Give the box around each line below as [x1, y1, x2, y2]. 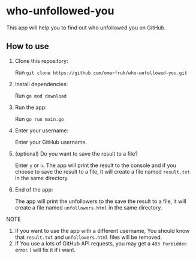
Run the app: [14, 104, 47, 111]
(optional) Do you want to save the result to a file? [14, 150, 138, 157]
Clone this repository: [14, 57, 68, 64]
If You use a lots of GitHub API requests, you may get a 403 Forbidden [14, 239, 187, 247]
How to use [6, 41, 49, 51]
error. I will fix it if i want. [14, 246, 76, 253]
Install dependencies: [14, 80, 68, 87]
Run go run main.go [14, 115, 64, 122]
